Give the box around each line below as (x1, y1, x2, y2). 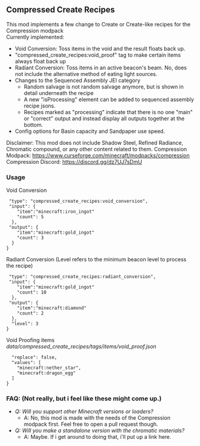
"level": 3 (11, 321, 39, 327)
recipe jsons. (23, 102, 56, 109)
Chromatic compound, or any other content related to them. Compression (6, 145, 187, 152)
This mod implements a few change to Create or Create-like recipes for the (6, 20, 191, 28)
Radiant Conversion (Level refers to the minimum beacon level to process (6, 256, 187, 263)
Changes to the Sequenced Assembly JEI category (14, 77, 141, 84)
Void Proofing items (6, 337, 55, 344)
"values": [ (11, 360, 42, 366)
